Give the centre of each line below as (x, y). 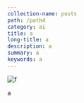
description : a (30, 46)
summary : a (23, 53)
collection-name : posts (42, 14)
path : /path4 (26, 20)
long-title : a (28, 40)
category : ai (26, 27)
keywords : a (25, 60)
